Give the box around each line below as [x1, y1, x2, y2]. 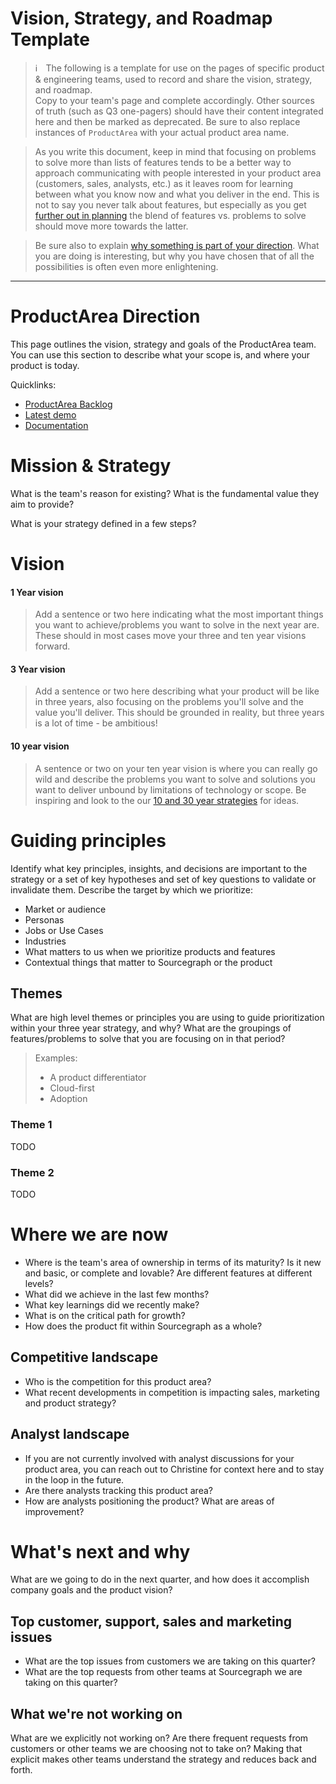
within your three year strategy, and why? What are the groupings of [10, 1022, 292, 1034]
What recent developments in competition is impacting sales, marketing [24, 1386, 320, 1398]
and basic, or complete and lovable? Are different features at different [24, 1267, 313, 1279]
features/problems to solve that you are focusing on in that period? [10, 1033, 286, 1045]
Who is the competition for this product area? [24, 1375, 212, 1387]
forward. [34, 640, 71, 652]
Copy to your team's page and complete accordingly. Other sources [34, 94, 315, 106]
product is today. [10, 359, 80, 371]
